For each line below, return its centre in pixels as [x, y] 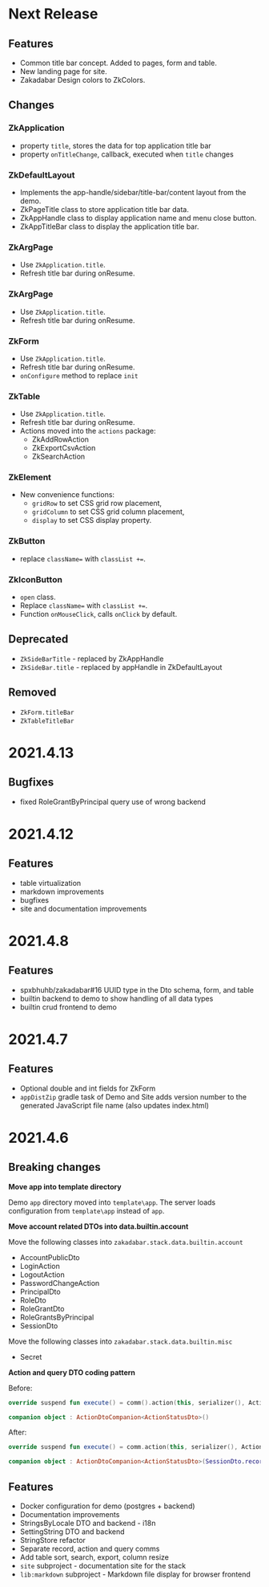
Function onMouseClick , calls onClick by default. [98, 614]
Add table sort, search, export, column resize [94, 1557]
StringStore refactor [53, 1540]
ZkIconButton [35, 579]
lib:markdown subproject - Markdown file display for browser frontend [135, 1574]
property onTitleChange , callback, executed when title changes [126, 154]
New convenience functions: [67, 495]
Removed [32, 693]
